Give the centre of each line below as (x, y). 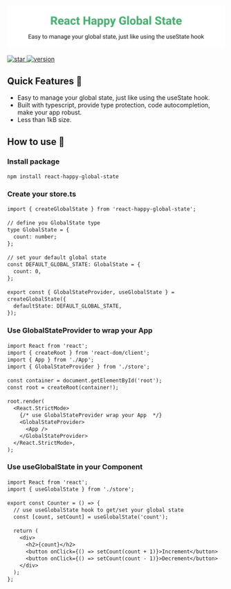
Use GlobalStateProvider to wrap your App (80, 331)
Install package (34, 161)
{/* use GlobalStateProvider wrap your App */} (91, 415)
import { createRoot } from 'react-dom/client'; (78, 353)
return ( (26, 531)
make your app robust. (49, 112)
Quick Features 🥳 (45, 81)
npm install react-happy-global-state (63, 176)
